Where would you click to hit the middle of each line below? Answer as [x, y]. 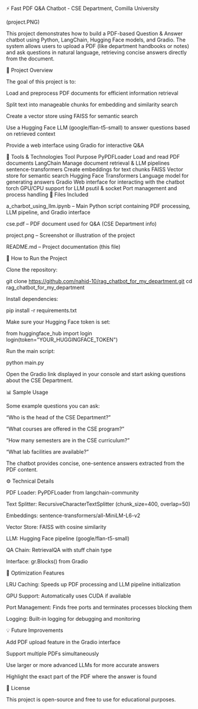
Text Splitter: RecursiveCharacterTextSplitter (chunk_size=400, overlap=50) [98, 504]
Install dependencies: [32, 299]
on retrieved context [31, 134]
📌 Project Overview [30, 70]
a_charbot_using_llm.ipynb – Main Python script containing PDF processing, [98, 206]
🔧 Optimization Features [35, 573]
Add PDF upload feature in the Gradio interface [64, 642]
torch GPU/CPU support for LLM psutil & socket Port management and [92, 188]
